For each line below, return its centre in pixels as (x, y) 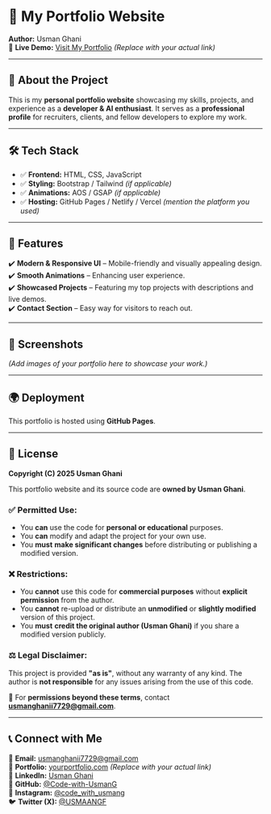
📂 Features (36, 243)
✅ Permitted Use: (43, 510)
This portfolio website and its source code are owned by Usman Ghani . (127, 489)
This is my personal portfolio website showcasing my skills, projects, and (131, 99)
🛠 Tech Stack (44, 151)
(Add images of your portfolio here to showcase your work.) (108, 364)
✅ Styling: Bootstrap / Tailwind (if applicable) (96, 183)
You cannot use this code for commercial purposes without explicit (133, 591)
